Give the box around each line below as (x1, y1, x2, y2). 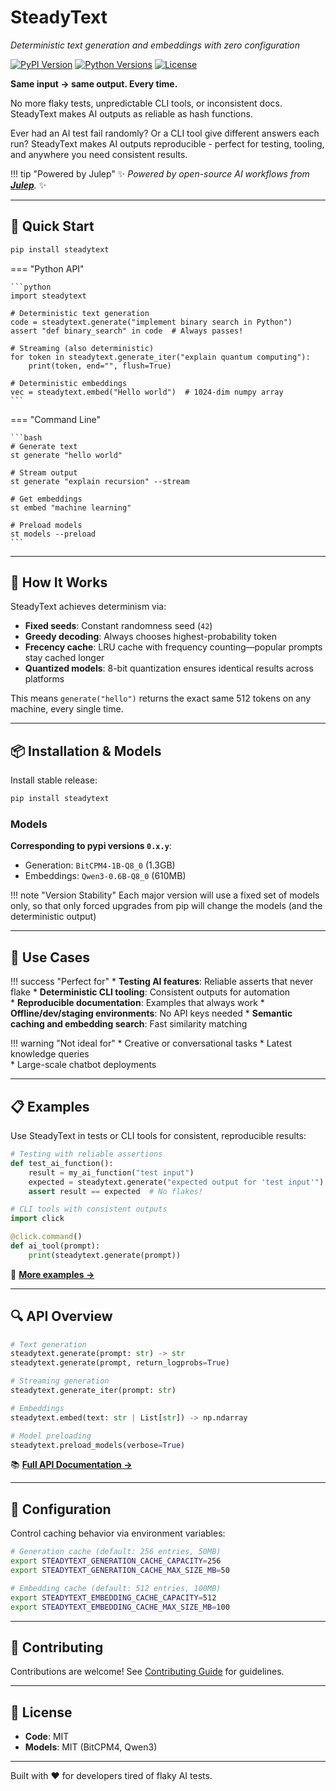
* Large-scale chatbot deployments (10, 1059, 157, 1071)
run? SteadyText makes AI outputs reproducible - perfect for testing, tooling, (10, 137, 325, 150)
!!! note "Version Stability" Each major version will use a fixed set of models (10, 889, 320, 901)
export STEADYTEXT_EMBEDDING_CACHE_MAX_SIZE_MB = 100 (10, 1602, 230, 1612)
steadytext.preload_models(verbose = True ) (10, 1440, 186, 1450)
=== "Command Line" (10, 413, 102, 425)
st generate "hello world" (10, 450, 123, 460)
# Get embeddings (10, 494, 83, 504)
